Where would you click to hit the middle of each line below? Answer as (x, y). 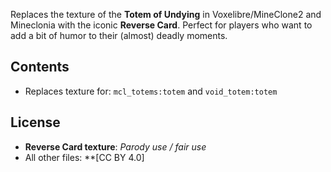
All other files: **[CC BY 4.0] (84, 157)
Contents (40, 67)
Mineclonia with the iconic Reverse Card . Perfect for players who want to (161, 25)
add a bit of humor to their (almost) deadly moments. (119, 35)
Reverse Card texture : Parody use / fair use (115, 146)
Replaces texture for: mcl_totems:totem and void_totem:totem (151, 91)
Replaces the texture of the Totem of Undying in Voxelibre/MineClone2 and (166, 14)
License (35, 122)
